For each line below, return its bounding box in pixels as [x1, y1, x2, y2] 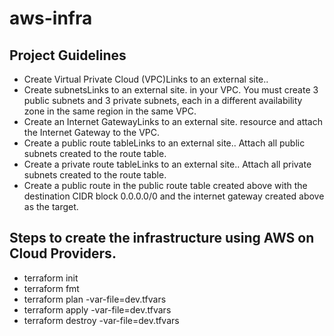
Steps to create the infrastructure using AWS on [9, 230, 315, 247]
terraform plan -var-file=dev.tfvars [23, 293, 167, 305]
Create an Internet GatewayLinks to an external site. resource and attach [23, 116, 323, 127]
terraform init [23, 272, 79, 284]
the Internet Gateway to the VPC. [23, 127, 161, 138]
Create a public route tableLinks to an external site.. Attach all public [23, 137, 306, 149]
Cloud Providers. [9, 245, 117, 262]
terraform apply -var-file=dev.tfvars [23, 303, 172, 316]
